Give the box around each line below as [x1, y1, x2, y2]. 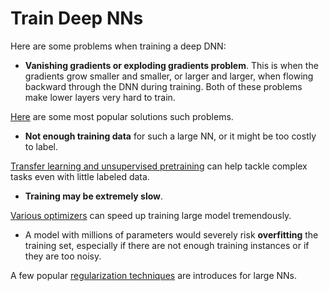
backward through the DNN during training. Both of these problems [24, 80, 303, 92]
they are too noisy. [24, 250, 102, 262]
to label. [24, 140, 58, 152]
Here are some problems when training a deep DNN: [10, 40, 227, 52]
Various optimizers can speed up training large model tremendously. [10, 209, 292, 221]
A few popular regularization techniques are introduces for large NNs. [10, 269, 298, 281]
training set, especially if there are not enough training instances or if [24, 239, 310, 251]
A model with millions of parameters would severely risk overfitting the [24, 228, 319, 241]
